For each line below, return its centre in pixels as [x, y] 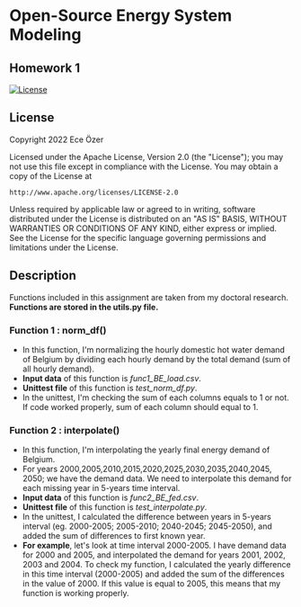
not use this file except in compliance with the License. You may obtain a [144, 166]
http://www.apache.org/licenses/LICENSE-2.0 [94, 192]
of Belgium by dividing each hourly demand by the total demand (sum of [156, 359]
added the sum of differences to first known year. [114, 536]
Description [43, 276]
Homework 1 [45, 68]
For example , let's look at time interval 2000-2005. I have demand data [155, 546]
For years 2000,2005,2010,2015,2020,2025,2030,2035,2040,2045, [147, 469]
